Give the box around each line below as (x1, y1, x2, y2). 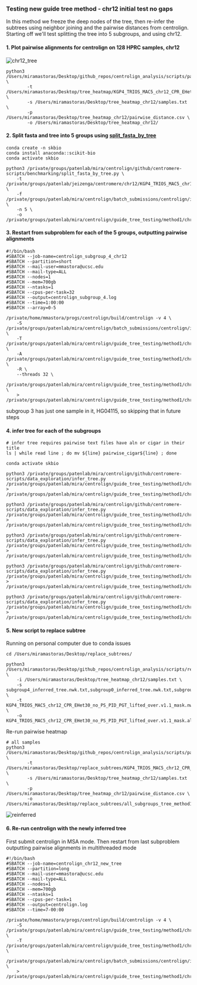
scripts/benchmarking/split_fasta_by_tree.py (6, 171, 119, 176)
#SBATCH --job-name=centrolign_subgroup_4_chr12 (6, 253, 127, 259)
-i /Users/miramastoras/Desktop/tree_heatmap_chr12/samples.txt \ (16, 677, 182, 683)
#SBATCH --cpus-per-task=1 (6, 896, 72, 902)
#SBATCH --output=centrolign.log (6, 902, 88, 908)
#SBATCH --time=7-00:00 (6, 906, 64, 913)
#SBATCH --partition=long (6, 865, 69, 872)
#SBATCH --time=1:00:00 (6, 300, 64, 305)
